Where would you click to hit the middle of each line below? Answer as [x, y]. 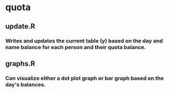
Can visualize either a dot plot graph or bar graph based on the [84, 78]
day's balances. [26, 84]
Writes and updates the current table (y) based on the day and [84, 41]
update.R [20, 26]
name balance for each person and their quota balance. [76, 47]
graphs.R [20, 64]
